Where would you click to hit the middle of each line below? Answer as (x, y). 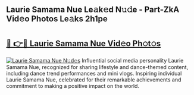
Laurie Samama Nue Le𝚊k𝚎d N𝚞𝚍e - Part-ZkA (93, 10)
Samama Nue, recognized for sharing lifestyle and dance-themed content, (97, 67)
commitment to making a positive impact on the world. (73, 86)
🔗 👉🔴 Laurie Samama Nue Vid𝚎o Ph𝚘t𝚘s (84, 43)
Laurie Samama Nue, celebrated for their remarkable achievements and (94, 80)
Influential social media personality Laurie (133, 60)
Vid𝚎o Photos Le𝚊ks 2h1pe (57, 19)
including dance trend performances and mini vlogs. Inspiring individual (94, 73)
